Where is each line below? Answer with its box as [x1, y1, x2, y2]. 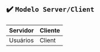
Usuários [9, 36, 34, 44]
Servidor [9, 26, 34, 34]
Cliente [39, 26, 61, 34]
